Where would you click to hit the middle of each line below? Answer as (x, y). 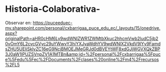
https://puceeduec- (53, 23)
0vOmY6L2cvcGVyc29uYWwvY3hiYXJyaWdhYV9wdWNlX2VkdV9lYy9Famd (83, 43)
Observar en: (19, 23)
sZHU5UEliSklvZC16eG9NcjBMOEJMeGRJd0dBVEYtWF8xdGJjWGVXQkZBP (83, 49)
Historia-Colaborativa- (53, 9)
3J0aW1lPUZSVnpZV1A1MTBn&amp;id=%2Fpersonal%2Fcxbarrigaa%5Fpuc (83, 54)
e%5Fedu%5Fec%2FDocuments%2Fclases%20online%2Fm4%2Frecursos (82, 59)
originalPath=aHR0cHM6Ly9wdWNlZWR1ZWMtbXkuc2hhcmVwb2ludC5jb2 (82, 38)
